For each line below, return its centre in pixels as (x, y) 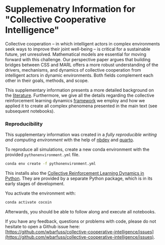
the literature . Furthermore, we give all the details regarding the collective (80, 95)
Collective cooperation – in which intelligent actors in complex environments (82, 43)
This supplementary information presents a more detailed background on (80, 90)
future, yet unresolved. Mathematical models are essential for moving (76, 54)
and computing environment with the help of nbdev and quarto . (70, 140)
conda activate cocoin (28, 203)
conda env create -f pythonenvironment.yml (51, 164)
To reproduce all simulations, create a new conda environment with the (77, 150)
